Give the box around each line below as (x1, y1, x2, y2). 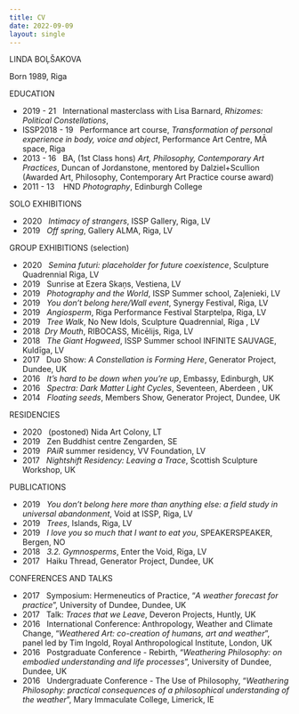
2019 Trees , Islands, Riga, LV (21, 518, 133, 529)
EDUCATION (9, 88, 55, 99)
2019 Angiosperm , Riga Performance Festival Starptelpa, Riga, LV (21, 307, 267, 318)
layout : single (9, 29, 66, 38)
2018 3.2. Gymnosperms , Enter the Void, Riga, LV (21, 547, 207, 557)
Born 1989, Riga (9, 71, 68, 82)
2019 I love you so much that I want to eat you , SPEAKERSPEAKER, (21, 527, 273, 539)
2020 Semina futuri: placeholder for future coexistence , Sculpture (21, 260, 270, 271)
